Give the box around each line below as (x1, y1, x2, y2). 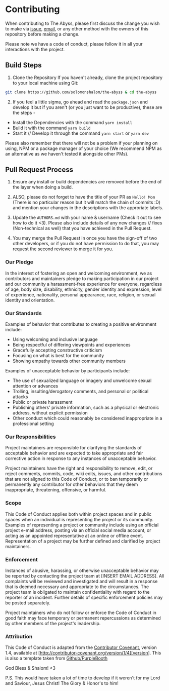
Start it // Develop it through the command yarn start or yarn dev (12, 130, 149, 136)
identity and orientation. (5, 297, 55, 303)
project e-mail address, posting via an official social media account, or (5, 527, 151, 533)
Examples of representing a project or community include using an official (5, 522, 159, 528)
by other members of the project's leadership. (5, 620, 101, 626)
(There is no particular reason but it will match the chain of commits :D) (12, 199, 160, 206)
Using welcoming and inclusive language (12, 336, 98, 342)
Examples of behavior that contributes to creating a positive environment (5, 321, 157, 327)
